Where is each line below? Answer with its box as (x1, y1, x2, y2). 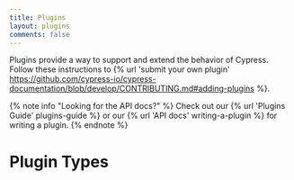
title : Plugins (9, 13, 67, 22)
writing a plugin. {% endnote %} (9, 120, 129, 130)
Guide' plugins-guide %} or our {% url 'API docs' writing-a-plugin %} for (9, 110, 278, 121)
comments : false (9, 30, 70, 39)
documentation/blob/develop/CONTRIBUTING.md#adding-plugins (9, 83, 254, 94)
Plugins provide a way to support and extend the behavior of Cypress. (9, 55, 270, 66)
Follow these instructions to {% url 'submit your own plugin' (9, 64, 231, 75)
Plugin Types (9, 151, 110, 172)
